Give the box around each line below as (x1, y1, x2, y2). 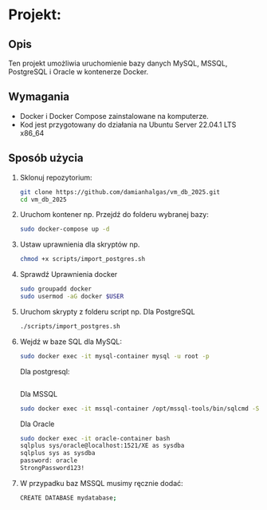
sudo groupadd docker (19, 285, 92, 293)
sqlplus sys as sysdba (19, 449, 96, 457)
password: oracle (19, 457, 78, 465)
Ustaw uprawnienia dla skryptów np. (19, 239, 140, 249)
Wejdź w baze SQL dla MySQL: (19, 337, 122, 346)
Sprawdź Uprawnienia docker (19, 270, 118, 279)
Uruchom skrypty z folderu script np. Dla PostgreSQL (19, 306, 195, 316)
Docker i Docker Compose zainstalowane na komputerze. (19, 111, 209, 121)
